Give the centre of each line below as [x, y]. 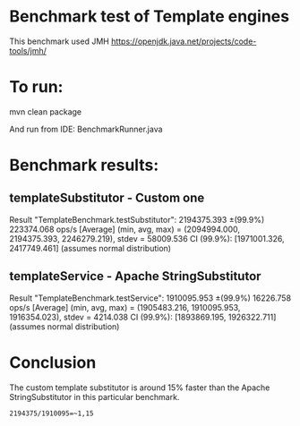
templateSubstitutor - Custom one [107, 198]
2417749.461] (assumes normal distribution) [90, 248]
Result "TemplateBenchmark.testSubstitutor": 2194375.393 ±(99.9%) [137, 219]
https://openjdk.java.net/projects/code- [184, 41]
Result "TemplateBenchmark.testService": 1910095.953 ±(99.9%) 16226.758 [150, 298]
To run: [36, 87]
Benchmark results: [84, 165]
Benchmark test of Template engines [149, 17]
